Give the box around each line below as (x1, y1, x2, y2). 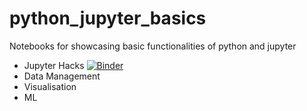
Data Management (23, 70, 101, 82)
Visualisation (23, 80, 77, 92)
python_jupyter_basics (9, 7, 207, 30)
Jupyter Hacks (23, 59, 85, 71)
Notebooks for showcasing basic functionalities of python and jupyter (9, 40, 297, 52)
